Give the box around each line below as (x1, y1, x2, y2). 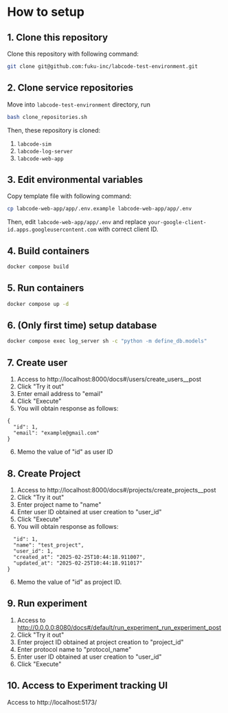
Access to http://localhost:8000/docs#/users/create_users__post (16, 375, 201, 384)
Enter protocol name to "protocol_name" (16, 645, 132, 653)
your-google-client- (147, 219, 207, 226)
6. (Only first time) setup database (7, 320, 157, 331)
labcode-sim (16, 140, 52, 148)
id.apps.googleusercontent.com (7, 226, 97, 234)
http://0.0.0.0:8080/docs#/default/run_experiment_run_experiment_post (16, 623, 222, 631)
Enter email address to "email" (16, 390, 103, 398)
